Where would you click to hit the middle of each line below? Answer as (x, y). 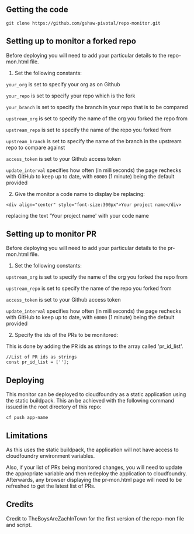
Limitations (27, 436)
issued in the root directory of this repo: (54, 407)
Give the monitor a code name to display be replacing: (79, 194)
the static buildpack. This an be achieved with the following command (90, 401)
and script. (19, 525)
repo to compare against (36, 147)
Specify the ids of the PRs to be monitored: (66, 335)
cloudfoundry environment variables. (51, 456)
